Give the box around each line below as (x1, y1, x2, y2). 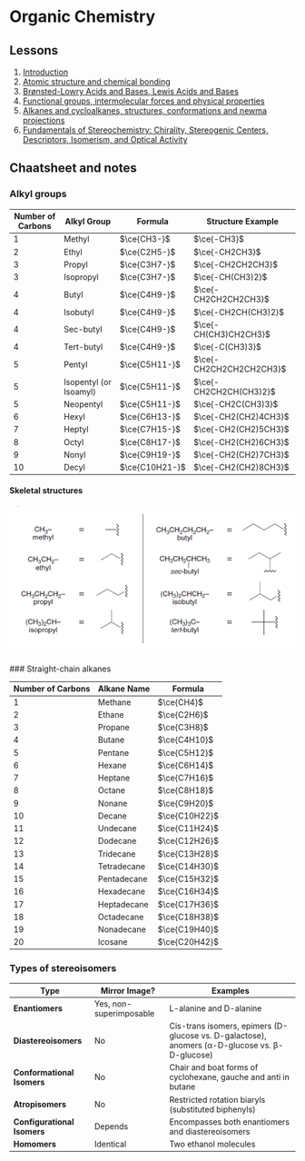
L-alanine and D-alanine (169, 1003, 262, 1014)
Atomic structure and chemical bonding (22, 76, 171, 87)
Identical (93, 1138, 127, 1150)
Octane (98, 785, 125, 796)
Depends (93, 1121, 129, 1132)
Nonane (98, 798, 128, 809)
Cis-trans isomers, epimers (169, 1020, 272, 1032)
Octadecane (98, 911, 144, 922)
